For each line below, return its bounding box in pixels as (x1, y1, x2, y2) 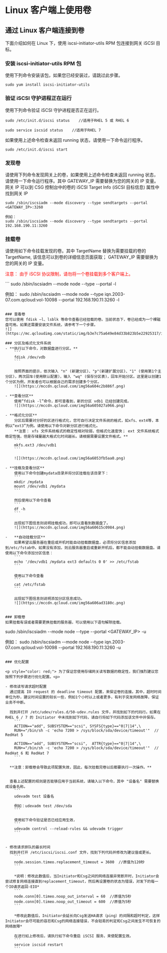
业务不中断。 (5, 700, 28, 705)
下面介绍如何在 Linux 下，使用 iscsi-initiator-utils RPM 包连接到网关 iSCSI (5, 40, 155, 46)
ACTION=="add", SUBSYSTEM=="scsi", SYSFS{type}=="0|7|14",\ (14, 724, 141, 729)
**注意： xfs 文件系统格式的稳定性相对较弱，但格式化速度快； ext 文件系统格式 (14, 429, 160, 434)
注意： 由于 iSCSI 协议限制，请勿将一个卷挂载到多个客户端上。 (5, 271, 133, 277)
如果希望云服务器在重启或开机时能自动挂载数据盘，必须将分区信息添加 (14, 540, 137, 545)
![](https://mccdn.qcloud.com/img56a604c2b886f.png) (14, 384, 126, 389)
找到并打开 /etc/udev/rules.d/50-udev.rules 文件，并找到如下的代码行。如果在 (9, 710, 161, 715)
